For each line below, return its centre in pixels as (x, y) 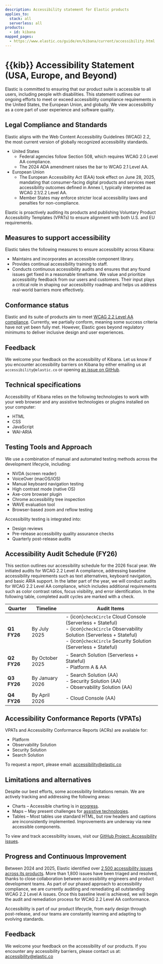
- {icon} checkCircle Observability (104, 629)
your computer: (20, 407)
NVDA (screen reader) (34, 473)
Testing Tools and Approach (49, 447)
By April (41, 695)
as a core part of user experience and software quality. (60, 109)
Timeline (46, 609)
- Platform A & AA (86, 667)
